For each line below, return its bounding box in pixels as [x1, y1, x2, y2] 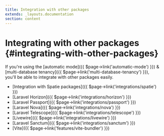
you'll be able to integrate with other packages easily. [5, 74, 114, 80]
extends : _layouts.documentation [5, 12, 74, 17]
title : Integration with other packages [5, 7, 90, 12]
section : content [5, 16, 41, 21]
